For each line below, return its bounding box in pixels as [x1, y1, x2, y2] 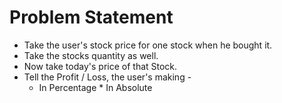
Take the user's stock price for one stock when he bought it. [23, 39, 273, 51]
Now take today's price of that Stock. [23, 60, 178, 72]
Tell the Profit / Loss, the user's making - [23, 71, 192, 83]
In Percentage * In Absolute [38, 81, 153, 93]
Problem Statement [9, 6, 174, 29]
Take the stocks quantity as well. [23, 49, 159, 61]
